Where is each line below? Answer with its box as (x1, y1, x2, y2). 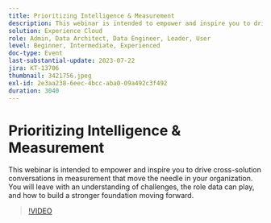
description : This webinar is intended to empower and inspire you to (8, 19, 251, 27)
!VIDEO (27, 206, 52, 216)
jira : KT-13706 (8, 64, 60, 72)
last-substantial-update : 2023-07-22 (8, 57, 135, 65)
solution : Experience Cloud (8, 27, 103, 35)
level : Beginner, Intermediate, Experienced (8, 42, 161, 50)
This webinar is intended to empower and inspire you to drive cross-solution (8, 165, 262, 175)
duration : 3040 (8, 86, 60, 95)
